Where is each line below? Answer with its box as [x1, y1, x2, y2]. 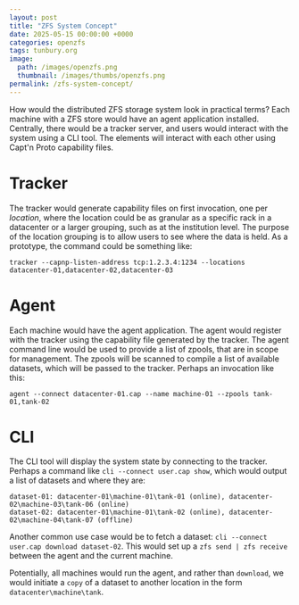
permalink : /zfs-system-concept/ [9, 79, 134, 88]
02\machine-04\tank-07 [9, 516, 94, 525]
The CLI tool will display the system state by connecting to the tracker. [9, 456, 268, 467]
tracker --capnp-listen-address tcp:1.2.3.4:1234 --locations [9, 258, 245, 267]
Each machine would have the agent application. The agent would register [9, 325, 282, 336]
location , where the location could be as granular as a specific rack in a [9, 211, 272, 223]
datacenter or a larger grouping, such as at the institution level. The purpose [9, 221, 290, 232]
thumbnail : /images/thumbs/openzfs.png [17, 71, 166, 80]
